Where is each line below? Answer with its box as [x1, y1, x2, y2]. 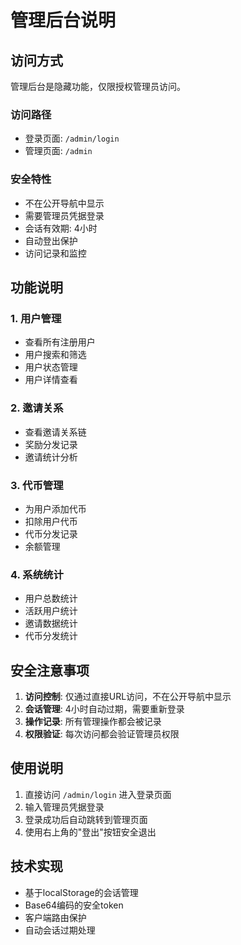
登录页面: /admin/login [24, 132, 120, 145]
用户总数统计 [24, 592, 78, 605]
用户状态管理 [24, 361, 78, 373]
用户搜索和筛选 [24, 349, 87, 361]
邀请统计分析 [24, 451, 78, 463]
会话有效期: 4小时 [24, 222, 98, 234]
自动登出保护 [24, 234, 78, 246]
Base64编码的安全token [24, 899, 124, 911]
